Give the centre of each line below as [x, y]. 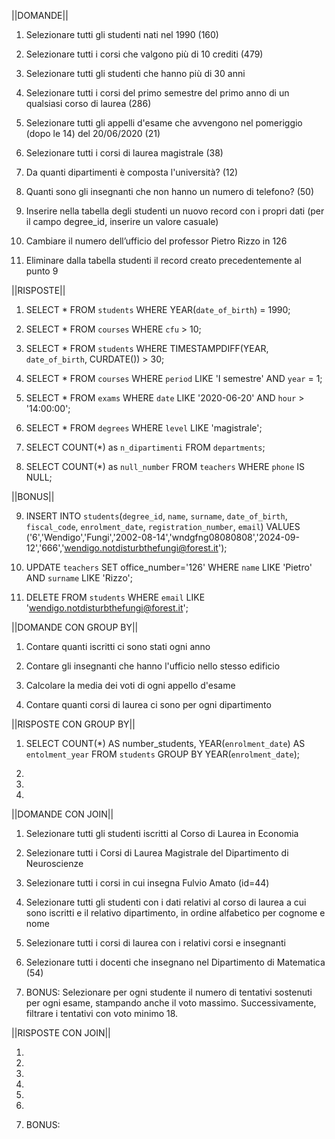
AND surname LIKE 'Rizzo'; [79, 578]
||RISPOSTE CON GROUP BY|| [73, 724]
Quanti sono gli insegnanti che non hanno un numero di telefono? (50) [170, 191]
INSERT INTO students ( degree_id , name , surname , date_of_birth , [156, 516]
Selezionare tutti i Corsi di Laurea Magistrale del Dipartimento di [157, 853]
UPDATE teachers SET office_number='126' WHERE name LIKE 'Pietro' [169, 567]
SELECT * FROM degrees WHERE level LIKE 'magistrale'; [144, 428]
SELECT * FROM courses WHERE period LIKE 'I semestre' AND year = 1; [174, 378]
